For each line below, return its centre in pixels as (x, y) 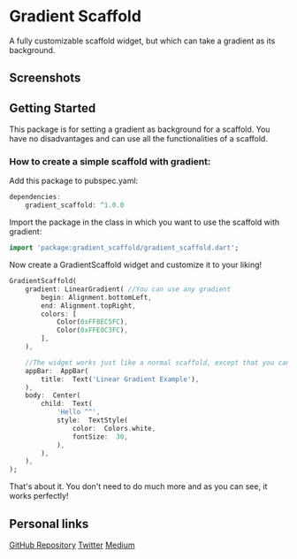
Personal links (49, 524)
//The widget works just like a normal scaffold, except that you (150, 363)
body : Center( (53, 395)
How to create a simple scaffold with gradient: (110, 162)
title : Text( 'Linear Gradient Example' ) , (120, 379)
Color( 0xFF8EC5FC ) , (92, 322)
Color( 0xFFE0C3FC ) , (92, 330)
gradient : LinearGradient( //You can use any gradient (128, 289)
